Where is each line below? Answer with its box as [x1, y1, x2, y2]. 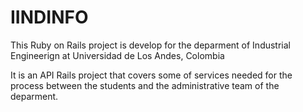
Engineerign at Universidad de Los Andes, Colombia [10, 49, 225, 61]
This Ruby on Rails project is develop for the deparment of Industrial [10, 39, 291, 51]
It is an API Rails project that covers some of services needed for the [10, 69, 293, 81]
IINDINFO [10, 6, 89, 29]
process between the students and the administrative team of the [10, 79, 280, 91]
